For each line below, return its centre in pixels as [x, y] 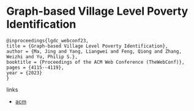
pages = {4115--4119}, [35, 67]
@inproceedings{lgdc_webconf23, [47, 40]
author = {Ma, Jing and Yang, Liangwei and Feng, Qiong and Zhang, [94, 51]
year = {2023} [24, 73]
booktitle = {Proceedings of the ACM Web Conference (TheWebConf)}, [95, 62]
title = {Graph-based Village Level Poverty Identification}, [87, 46]
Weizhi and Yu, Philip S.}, [42, 56]
